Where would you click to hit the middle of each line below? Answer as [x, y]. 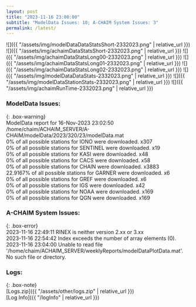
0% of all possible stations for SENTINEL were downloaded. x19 [83, 148]
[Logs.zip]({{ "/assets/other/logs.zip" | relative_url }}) [70, 291]
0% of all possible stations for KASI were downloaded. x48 [77, 154]
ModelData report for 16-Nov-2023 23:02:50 [60, 123]
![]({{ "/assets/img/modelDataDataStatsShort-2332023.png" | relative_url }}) [98, 45]
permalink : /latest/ [31, 28]
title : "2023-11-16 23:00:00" [43, 17]
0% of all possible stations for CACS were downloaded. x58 [78, 160]
